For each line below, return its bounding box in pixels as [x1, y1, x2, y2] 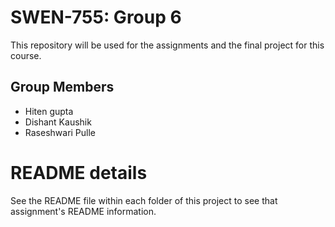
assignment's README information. [10, 205, 157, 217]
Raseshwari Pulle [24, 126, 97, 138]
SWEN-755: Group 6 [10, 6, 182, 29]
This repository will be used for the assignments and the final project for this [10, 39, 325, 51]
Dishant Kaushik [24, 116, 92, 128]
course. [10, 49, 42, 61]
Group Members [10, 79, 115, 96]
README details [10, 161, 148, 184]
